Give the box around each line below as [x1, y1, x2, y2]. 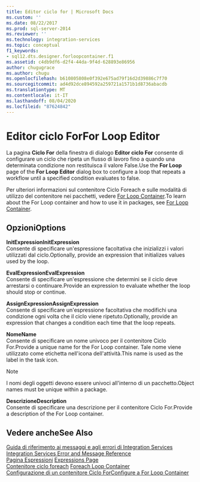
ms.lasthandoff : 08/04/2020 [6, 98, 77, 104]
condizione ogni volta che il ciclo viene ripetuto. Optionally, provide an [6, 313, 178, 320]
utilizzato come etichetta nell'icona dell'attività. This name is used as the [6, 350, 184, 357]
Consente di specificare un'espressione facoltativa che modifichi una [6, 306, 177, 314]
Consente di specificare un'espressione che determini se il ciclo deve [6, 276, 178, 283]
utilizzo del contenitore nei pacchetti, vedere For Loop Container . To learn [6, 192, 186, 200]
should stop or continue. [6, 288, 66, 296]
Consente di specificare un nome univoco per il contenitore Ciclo [6, 337, 166, 345]
